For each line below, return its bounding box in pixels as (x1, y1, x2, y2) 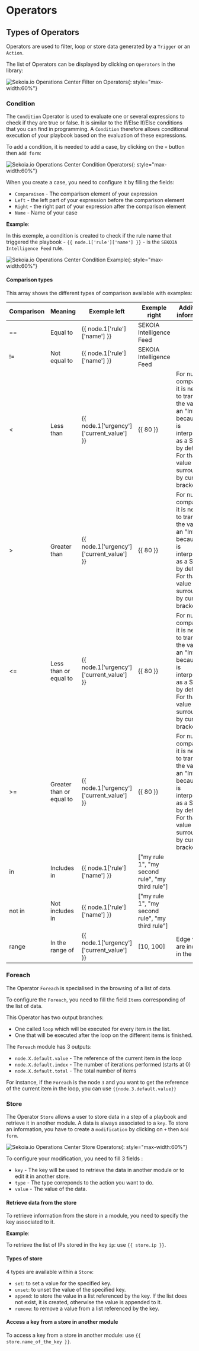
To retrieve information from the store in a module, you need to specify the (6, 1212, 188, 1219)
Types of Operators (6, 27, 80, 37)
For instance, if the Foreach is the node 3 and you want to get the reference (6, 1078, 189, 1086)
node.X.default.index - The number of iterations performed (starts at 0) (14, 1061, 191, 1068)
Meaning (50, 307, 76, 315)
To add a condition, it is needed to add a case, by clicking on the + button (6, 143, 185, 151)
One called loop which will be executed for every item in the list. (14, 1025, 171, 1032)
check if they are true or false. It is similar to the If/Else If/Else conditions (6, 119, 182, 126)
